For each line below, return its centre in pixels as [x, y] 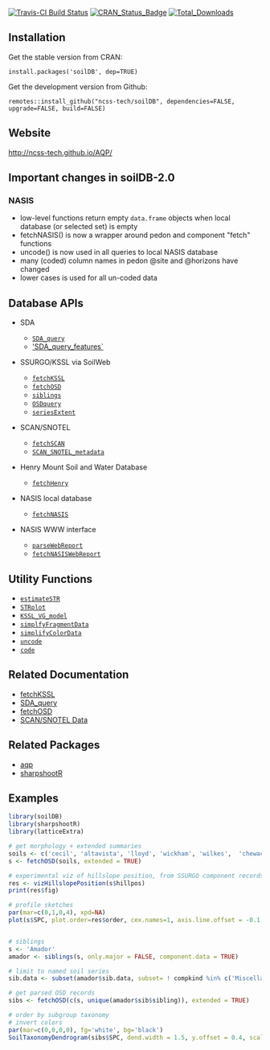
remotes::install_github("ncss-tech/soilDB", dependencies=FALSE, [122, 101]
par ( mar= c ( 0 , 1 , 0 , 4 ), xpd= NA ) [57, 913]
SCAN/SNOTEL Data [54, 720]
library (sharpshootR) [45, 824]
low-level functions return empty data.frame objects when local [125, 218]
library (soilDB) [35, 817]
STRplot [33, 607]
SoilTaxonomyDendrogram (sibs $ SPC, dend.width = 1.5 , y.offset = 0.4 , [127, 1037]
